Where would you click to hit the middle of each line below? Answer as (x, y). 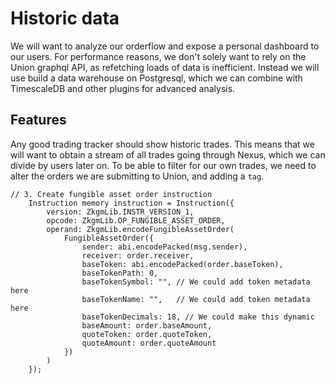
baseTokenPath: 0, (120, 273)
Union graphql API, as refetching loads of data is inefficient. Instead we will (165, 67)
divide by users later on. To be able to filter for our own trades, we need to (163, 165)
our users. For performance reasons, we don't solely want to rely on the (158, 56)
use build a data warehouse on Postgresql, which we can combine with (156, 78)
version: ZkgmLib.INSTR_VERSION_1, (120, 212)
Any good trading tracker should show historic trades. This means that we (162, 144)
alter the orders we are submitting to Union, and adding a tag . (137, 176)
